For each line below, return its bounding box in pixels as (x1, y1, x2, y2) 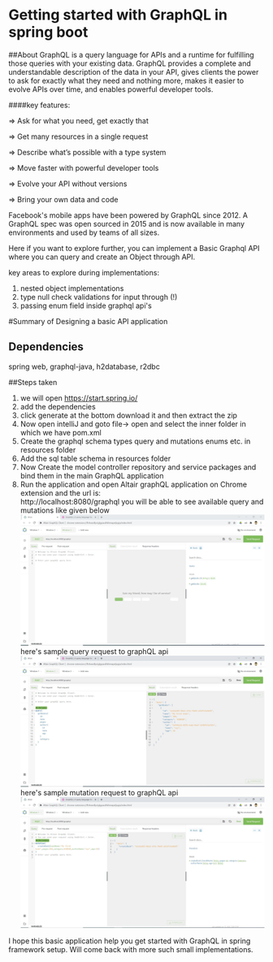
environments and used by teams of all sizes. (8, 227, 160, 237)
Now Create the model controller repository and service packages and (19, 461, 257, 472)
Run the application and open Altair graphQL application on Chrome (19, 479, 248, 489)
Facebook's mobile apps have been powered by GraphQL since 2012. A (8, 210, 248, 220)
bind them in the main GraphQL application (19, 470, 164, 480)
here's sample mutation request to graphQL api (19, 788, 179, 798)
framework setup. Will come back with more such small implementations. (8, 944, 253, 954)
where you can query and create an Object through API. (8, 252, 196, 262)
